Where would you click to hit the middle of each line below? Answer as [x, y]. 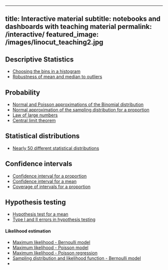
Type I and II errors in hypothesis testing [54, 219]
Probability [23, 92]
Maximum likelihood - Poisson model [50, 247]
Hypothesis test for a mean [40, 214]
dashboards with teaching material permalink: [78, 27]
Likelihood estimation [28, 231]
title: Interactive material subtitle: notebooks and [83, 19]
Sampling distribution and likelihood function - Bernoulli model [76, 258]
